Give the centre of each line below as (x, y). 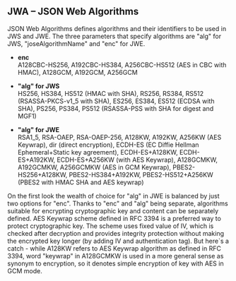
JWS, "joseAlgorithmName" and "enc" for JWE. (76, 43)
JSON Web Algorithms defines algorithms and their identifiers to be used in (117, 28)
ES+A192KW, (36, 160)
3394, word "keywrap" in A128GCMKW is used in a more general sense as (116, 256)
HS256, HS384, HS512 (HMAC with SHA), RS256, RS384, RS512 (110, 93)
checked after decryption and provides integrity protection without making (116, 233)
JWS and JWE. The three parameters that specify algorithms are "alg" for (114, 36)
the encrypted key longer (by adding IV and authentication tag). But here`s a (118, 241)
